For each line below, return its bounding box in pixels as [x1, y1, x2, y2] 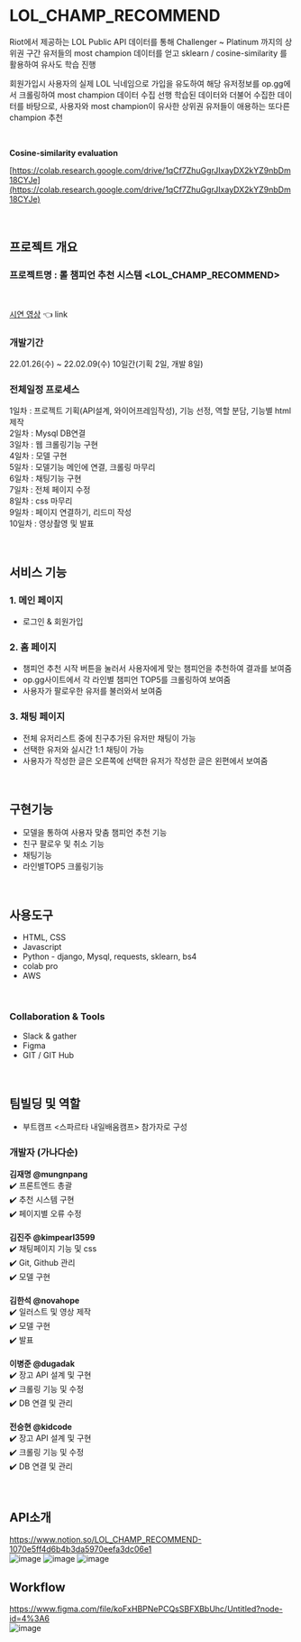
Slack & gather [22, 1030, 78, 1042]
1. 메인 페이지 [9, 594, 64, 606]
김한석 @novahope [9, 1295, 80, 1305]
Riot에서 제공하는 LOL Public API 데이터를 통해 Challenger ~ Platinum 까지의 [9, 36, 283, 47]
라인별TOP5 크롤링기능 [22, 861, 105, 872]
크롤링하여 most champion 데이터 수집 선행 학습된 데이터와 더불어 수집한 [18, 89, 276, 100]
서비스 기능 [9, 565, 68, 580]
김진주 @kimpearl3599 [9, 1231, 96, 1242]
